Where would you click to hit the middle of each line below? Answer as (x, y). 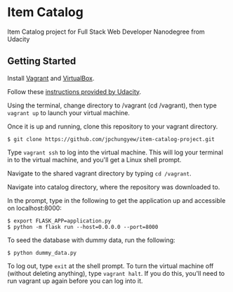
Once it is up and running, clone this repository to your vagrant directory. (113, 126)
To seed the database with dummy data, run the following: (91, 240)
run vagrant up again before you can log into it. (75, 281)
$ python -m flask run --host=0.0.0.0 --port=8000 (83, 227)
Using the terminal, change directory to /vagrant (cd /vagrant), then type (112, 105)
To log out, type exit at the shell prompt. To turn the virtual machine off (111, 266)
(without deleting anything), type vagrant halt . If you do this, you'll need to (116, 273)
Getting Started (42, 61)
